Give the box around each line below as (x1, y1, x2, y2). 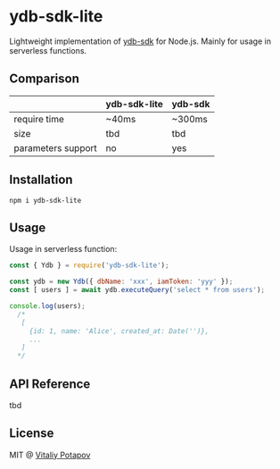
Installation (9, 172, 73, 188)
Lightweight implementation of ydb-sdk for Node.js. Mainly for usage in (9, 36, 272, 46)
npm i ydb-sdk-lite (9, 196, 82, 205)
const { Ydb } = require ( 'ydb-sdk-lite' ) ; (9, 261, 169, 270)
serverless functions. (9, 45, 87, 55)
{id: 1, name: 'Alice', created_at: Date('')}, (29, 326, 210, 336)
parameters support (13, 141, 98, 154)
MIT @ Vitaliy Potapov (9, 449, 91, 460)
